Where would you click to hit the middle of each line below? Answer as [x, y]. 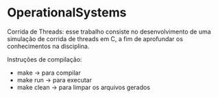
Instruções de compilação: [45, 59]
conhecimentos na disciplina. [48, 46]
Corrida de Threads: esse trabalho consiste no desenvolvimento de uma [109, 32]
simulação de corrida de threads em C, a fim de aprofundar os [95, 38]
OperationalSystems [67, 13]
